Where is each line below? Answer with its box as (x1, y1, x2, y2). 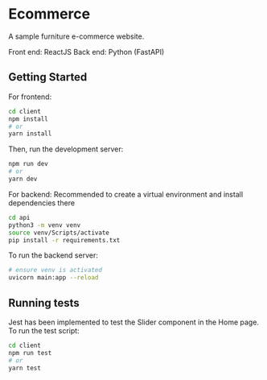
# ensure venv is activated (8, 266, 103, 275)
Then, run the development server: (8, 144, 124, 154)
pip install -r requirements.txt (8, 236, 121, 244)
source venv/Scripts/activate (8, 229, 110, 237)
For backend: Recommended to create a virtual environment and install (8, 189, 244, 199)
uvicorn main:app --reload (8, 274, 99, 282)
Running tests (8, 295, 80, 310)
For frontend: (8, 92, 52, 101)
